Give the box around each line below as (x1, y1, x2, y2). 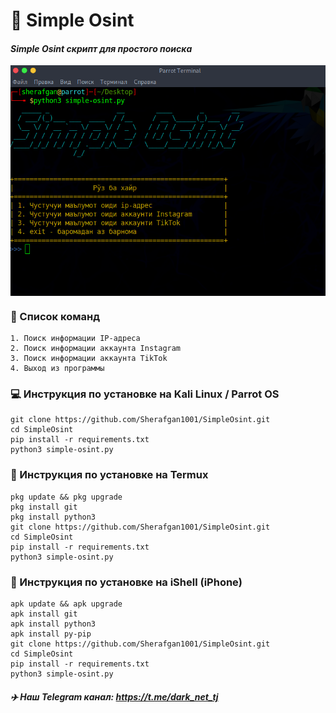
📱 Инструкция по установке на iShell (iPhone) (10, 575, 243, 589)
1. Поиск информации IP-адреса (10, 334, 141, 344)
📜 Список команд (10, 309, 100, 323)
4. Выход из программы (10, 364, 105, 374)
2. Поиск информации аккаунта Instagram (10, 344, 182, 354)
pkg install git (10, 502, 78, 512)
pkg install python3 (10, 512, 97, 522)
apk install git (10, 609, 78, 619)
